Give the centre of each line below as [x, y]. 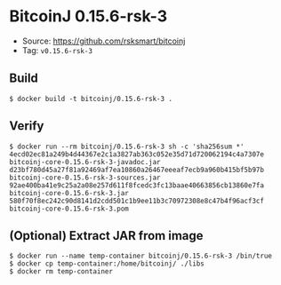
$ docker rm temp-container [61, 272]
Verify [27, 126]
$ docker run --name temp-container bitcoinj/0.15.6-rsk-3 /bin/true [141, 256]
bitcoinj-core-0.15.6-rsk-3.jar [69, 193]
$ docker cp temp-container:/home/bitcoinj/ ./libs [107, 264]
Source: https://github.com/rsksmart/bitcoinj [104, 41]
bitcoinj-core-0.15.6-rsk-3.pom [69, 209]
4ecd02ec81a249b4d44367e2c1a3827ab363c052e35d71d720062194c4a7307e [137, 154]
